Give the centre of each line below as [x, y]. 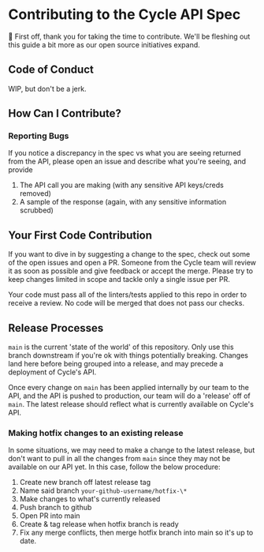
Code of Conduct [51, 70]
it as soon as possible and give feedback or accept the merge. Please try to [131, 271]
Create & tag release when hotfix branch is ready [99, 524]
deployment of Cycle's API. [52, 372]
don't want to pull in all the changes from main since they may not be [119, 459]
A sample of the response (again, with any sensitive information [123, 202]
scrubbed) [36, 210]
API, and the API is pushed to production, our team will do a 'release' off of [129, 396]
